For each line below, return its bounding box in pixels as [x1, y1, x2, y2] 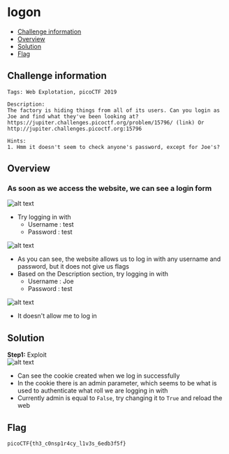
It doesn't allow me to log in [17, 312, 98, 320]
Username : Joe [27, 277, 75, 285]
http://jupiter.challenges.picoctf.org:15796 [7, 125, 142, 132]
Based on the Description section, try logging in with [17, 270, 169, 278]
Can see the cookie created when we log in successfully [17, 371, 180, 380]
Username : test [27, 220, 75, 229]
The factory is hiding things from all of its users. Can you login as [7, 106, 220, 114]
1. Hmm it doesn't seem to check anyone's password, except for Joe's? [7, 143, 220, 150]
